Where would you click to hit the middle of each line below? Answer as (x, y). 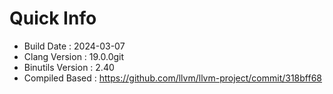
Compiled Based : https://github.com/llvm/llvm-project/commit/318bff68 (173, 78)
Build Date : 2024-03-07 (74, 46)
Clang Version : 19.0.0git (74, 56)
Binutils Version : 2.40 (69, 67)
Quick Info (53, 18)
